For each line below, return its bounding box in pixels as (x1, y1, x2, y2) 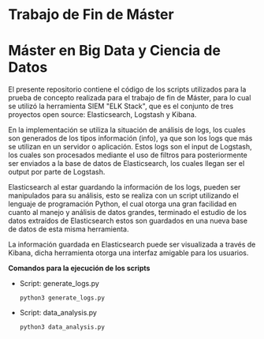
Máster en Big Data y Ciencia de (8, 42, 221, 60)
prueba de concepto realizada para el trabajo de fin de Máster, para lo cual (8, 93, 251, 103)
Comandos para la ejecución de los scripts (8, 263, 151, 273)
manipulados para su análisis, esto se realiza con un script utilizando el (8, 191, 239, 201)
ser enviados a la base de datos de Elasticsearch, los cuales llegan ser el (8, 159, 245, 168)
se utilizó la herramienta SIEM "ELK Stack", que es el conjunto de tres (8, 101, 234, 111)
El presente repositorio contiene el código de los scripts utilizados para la (8, 85, 247, 94)
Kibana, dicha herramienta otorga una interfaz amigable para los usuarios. (8, 248, 249, 258)
